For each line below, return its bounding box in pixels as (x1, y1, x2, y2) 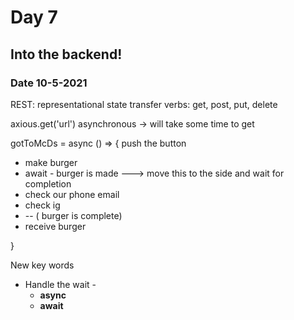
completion (24, 177, 72, 190)
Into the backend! (10, 46, 123, 63)
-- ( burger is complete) (24, 209, 123, 221)
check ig (24, 199, 61, 211)
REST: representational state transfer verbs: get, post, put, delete (10, 98, 278, 110)
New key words (10, 259, 75, 271)
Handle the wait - (24, 278, 97, 290)
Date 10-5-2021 (10, 76, 88, 90)
